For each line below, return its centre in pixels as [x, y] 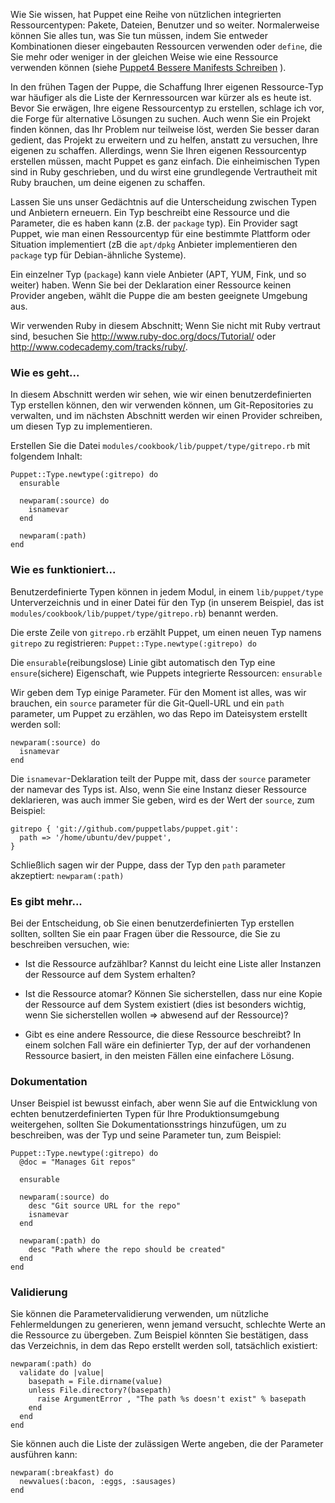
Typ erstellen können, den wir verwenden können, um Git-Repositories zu [162, 405]
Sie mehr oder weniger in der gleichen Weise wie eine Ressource [144, 57]
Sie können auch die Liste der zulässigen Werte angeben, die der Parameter [167, 1444]
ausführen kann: [44, 1455]
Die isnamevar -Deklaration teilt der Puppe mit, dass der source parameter [161, 778]
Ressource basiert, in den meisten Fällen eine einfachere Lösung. [159, 1055]
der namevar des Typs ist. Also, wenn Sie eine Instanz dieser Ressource [158, 789]
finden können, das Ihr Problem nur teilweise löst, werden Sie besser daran [165, 129]
